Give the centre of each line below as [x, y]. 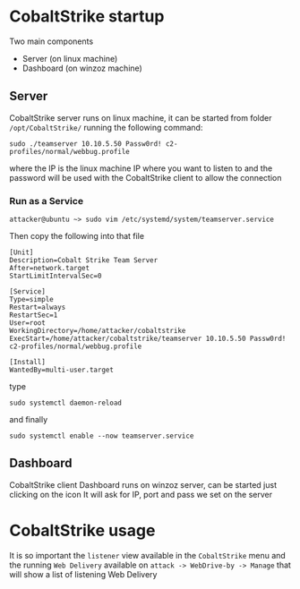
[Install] [28, 363]
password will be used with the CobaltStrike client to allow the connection [146, 177]
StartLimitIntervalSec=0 [56, 276]
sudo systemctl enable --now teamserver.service [102, 436]
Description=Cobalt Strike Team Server [84, 260]
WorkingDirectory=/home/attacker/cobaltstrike [98, 331]
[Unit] [21, 252]
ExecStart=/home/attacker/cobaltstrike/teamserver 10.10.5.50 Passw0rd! [148, 339]
